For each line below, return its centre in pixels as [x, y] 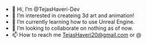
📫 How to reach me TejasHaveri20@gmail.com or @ [76, 35]
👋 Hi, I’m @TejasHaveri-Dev [46, 9]
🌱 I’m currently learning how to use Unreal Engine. [73, 22]
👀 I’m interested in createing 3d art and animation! [73, 15]
